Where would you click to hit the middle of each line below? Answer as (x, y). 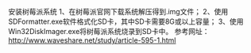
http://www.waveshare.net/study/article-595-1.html (92, 40)
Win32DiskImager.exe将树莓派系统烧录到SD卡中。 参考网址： (109, 31)
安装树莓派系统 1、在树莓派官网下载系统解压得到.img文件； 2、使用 (118, 11)
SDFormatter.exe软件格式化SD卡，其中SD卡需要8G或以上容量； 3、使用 (126, 21)
